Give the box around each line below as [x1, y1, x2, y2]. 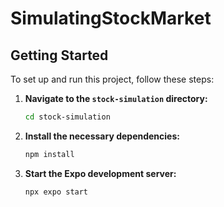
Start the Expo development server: [24, 167, 177, 179]
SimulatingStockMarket [10, 7, 212, 30]
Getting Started [10, 47, 109, 64]
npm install [24, 149, 75, 159]
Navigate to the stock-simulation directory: [24, 93, 208, 104]
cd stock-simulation [24, 112, 111, 122]
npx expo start [24, 187, 89, 197]
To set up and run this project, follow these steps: [10, 73, 215, 85]
